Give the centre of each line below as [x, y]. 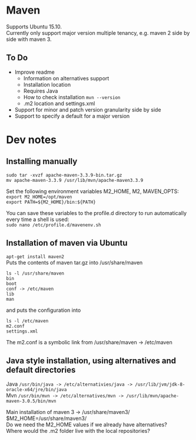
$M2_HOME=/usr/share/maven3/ [46, 418]
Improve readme [34, 72]
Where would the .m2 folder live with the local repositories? [78, 431]
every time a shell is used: [38, 219]
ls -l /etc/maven [27, 321]
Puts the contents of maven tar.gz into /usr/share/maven [74, 262]
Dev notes [31, 140]
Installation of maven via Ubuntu [67, 243]
